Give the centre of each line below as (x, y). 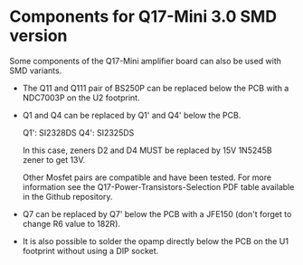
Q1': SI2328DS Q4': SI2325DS (78, 132)
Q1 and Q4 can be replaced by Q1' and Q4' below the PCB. (132, 115)
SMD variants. (36, 71)
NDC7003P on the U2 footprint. (81, 98)
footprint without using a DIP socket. (90, 251)
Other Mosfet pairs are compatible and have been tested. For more (147, 177)
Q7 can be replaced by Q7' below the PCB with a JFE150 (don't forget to (157, 213)
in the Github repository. (67, 196)
